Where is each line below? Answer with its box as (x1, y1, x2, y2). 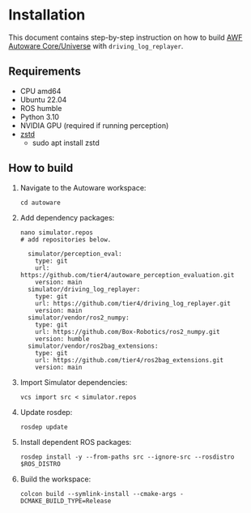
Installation (8, 6, 86, 24)
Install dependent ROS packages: (19, 437, 132, 447)
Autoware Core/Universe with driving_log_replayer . (8, 41, 184, 50)
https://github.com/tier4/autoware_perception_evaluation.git (19, 271, 235, 279)
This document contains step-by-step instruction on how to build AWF (8, 32, 243, 42)
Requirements (8, 65, 81, 79)
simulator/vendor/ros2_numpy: (28, 314, 130, 322)
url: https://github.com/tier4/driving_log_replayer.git (35, 299, 232, 307)
